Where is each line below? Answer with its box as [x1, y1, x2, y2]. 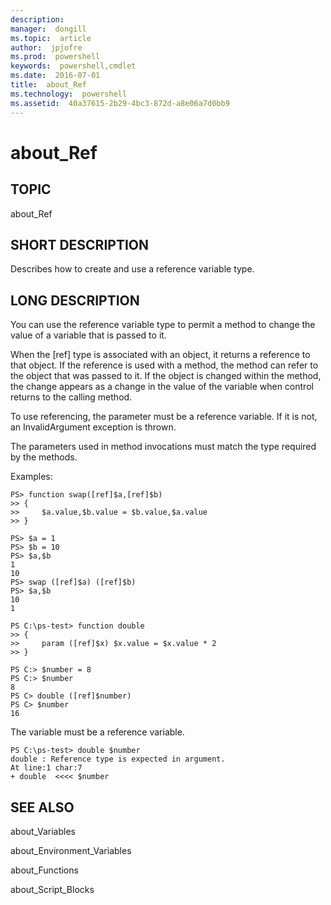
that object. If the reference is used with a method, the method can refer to [10, 359, 319, 371]
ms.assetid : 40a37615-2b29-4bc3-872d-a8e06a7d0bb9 [10, 98, 230, 108]
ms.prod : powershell [10, 52, 101, 62]
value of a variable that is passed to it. [10, 329, 167, 341]
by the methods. [10, 451, 78, 463]
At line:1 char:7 [10, 763, 83, 773]
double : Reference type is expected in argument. [10, 754, 226, 765]
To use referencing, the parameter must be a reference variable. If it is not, [10, 411, 318, 423]
